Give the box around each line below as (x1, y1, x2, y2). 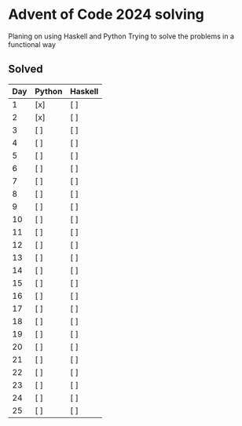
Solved (8, 63, 43, 76)
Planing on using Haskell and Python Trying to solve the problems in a (8, 31, 234, 41)
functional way (8, 39, 57, 49)
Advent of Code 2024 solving (8, 5, 204, 24)
